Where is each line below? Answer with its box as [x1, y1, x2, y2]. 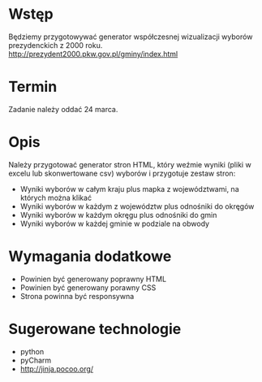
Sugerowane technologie [8, 319, 182, 338]
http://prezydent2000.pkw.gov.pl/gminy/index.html [8, 49, 178, 59]
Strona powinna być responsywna [19, 291, 135, 301]
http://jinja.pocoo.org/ [19, 363, 94, 374]
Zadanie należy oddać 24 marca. [8, 104, 118, 114]
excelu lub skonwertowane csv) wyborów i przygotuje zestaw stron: [8, 168, 236, 178]
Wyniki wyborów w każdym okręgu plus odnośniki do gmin [19, 210, 217, 219]
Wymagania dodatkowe [8, 247, 172, 265]
